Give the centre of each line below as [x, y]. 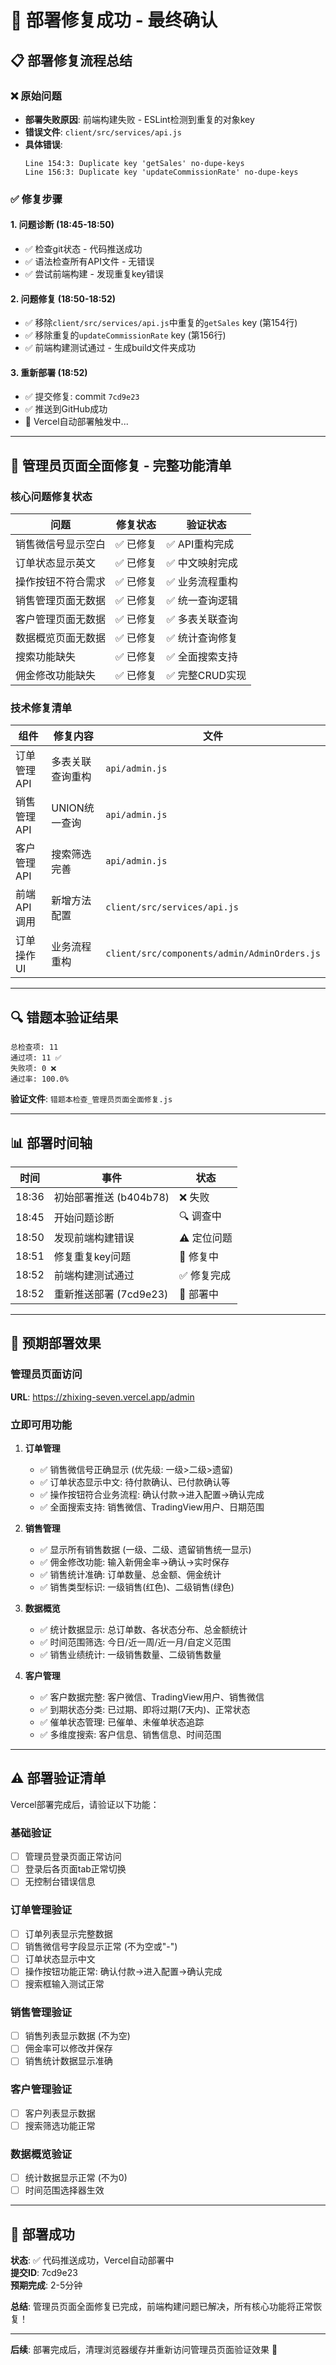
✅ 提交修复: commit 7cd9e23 [82, 397]
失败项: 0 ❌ [33, 1069]
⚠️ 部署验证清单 [58, 1778]
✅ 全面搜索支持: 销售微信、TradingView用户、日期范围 [152, 1507]
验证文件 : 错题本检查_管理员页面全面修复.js [91, 1099]
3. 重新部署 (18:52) [49, 372]
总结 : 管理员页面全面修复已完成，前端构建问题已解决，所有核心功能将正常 [161, 2307]
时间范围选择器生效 [64, 2190]
